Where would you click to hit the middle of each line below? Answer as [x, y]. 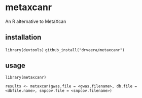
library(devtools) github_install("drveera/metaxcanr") [65, 50]
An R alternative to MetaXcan [36, 21]
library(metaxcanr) [26, 77]
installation [23, 37]
